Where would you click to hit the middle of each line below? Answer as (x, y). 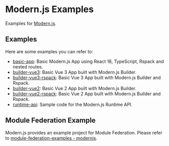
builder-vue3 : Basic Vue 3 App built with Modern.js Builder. (75, 72)
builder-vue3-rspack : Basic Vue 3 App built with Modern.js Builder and (87, 78)
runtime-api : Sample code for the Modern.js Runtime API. (73, 104)
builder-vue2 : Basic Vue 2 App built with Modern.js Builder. (74, 88)
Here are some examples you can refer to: (49, 51)
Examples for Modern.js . (31, 23)
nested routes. (28, 66)
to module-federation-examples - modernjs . (51, 138)
